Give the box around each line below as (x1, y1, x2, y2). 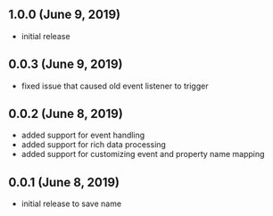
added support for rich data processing (21, 139, 167, 150)
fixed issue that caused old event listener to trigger (21, 80, 209, 91)
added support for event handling (21, 129, 145, 141)
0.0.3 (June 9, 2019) (8, 57, 123, 72)
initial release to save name (21, 198, 122, 209)
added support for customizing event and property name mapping (21, 149, 265, 160)
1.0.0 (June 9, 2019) (8, 7, 121, 22)
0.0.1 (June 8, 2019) (8, 174, 120, 190)
